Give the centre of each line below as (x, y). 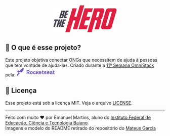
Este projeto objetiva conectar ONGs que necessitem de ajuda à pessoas (81, 60)
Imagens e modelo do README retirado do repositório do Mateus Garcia (80, 128)
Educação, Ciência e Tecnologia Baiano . (47, 123)
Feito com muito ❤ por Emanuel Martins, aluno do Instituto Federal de (78, 117)
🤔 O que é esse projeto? (43, 48)
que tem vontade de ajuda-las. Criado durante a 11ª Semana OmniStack (80, 65)
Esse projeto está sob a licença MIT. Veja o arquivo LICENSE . (69, 103)
